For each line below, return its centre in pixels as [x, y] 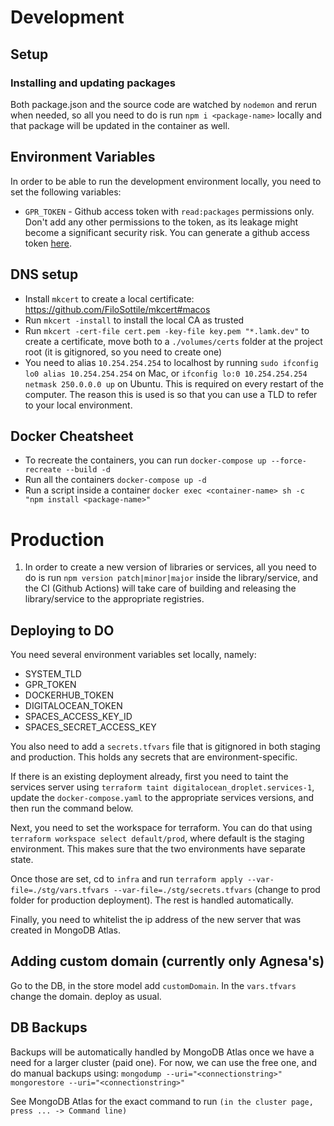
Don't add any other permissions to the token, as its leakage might [161, 222]
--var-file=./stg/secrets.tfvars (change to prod [217, 890]
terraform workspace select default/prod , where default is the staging [157, 838]
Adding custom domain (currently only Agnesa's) [167, 961]
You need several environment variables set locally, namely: [133, 655]
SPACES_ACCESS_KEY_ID [78, 717]
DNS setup [44, 274]
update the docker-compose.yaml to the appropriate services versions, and [162, 798]
